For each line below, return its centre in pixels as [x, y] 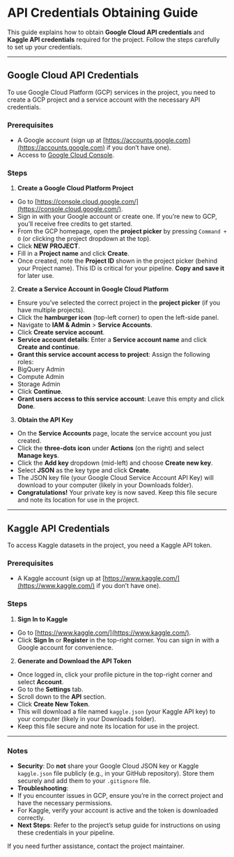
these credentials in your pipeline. [66, 833]
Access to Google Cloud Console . [66, 155]
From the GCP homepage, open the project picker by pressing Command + [122, 231]
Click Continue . [40, 392]
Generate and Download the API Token [74, 661]
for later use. [36, 276]
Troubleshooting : [43, 788]
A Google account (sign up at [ [61, 140]
